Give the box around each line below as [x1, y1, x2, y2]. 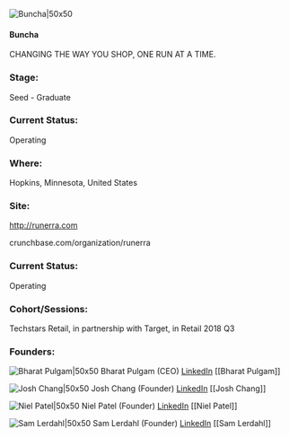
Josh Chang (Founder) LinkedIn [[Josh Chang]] [91, 383, 267, 394]
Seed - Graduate [9, 92, 72, 102]
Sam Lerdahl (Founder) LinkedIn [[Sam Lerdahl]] [92, 418, 272, 429]
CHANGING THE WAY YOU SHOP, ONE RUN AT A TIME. [9, 49, 216, 60]
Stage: [9, 72, 39, 84]
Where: [9, 157, 43, 170]
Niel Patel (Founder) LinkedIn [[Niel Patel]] [81, 400, 238, 412]
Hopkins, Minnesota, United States [9, 178, 137, 188]
